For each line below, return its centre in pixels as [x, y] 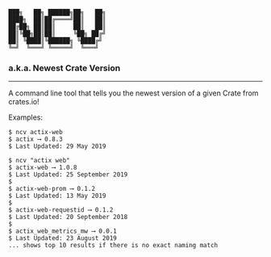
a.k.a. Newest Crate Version [65, 68]
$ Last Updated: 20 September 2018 [68, 217]
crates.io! [24, 102]
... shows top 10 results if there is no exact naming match [113, 246]
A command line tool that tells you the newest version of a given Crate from [133, 93]
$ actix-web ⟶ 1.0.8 [43, 168]
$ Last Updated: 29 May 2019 [57, 146]
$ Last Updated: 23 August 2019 [63, 238]
